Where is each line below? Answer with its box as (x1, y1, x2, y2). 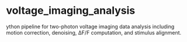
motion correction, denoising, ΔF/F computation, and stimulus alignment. (6, 29, 182, 36)
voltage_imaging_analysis (6, 4, 136, 17)
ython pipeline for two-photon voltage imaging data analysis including (6, 23, 175, 30)
